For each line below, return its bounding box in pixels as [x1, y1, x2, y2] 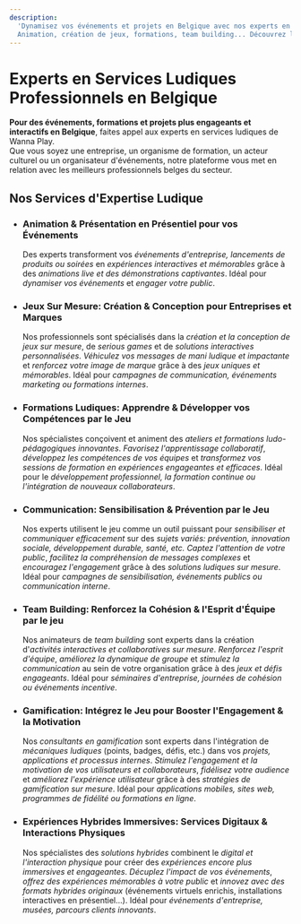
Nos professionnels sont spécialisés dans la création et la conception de [21, 332, 291, 342]
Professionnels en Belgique [9, 87, 218, 108]
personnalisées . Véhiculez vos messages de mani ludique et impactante [21, 350, 289, 361]
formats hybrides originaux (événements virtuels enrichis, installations [21, 885, 282, 896]
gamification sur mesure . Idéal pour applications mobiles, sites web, [21, 783, 275, 794]
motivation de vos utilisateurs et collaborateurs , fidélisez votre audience [21, 764, 289, 775]
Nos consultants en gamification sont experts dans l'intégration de [21, 736, 270, 747]
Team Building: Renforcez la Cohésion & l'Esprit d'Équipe [21, 602, 276, 615]
